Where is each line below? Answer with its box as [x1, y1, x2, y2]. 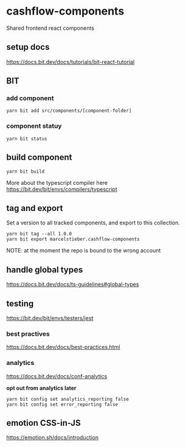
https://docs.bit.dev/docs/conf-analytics [6, 372, 108, 379]
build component [6, 152, 72, 162]
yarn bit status [6, 136, 47, 142]
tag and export [6, 203, 63, 213]
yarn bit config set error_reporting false [6, 401, 119, 407]
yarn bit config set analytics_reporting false [6, 396, 129, 402]
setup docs [6, 42, 50, 52]
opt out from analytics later [6, 384, 77, 392]
